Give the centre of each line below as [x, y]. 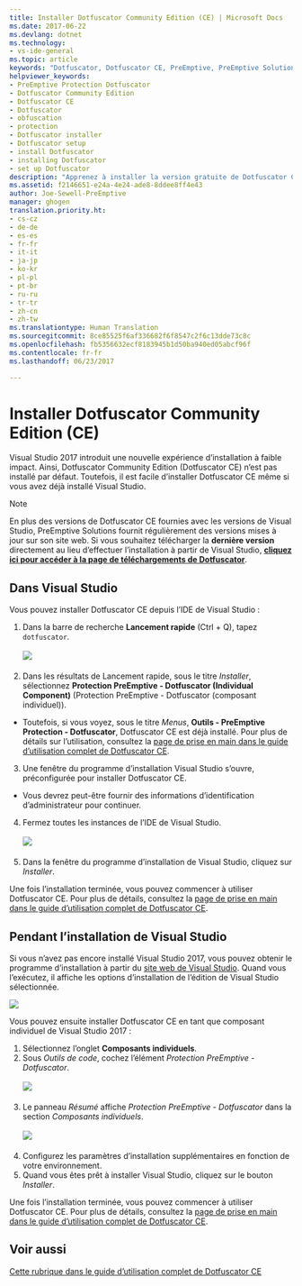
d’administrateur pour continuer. [82, 805]
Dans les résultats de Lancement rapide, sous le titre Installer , [137, 676]
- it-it [24, 252]
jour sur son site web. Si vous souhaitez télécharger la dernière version [142, 541]
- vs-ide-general [42, 51]
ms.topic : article [44, 59]
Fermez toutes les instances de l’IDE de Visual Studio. [122, 823]
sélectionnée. [35, 987]
